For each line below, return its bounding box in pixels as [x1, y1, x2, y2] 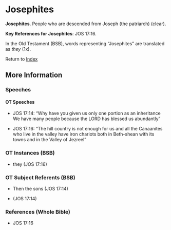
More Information [5, 71, 63, 80]
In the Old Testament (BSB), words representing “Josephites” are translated [5, 40, 165, 47]
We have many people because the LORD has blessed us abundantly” [12, 116, 161, 122]
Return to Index [5, 55, 38, 62]
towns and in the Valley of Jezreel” [12, 137, 87, 143]
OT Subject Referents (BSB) [5, 174, 75, 181]
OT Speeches [5, 99, 35, 105]
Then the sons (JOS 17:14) [12, 186, 68, 192]
